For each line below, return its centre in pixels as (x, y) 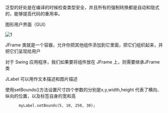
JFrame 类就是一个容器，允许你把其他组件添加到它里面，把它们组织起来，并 (84, 45)
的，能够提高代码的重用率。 (34, 14)
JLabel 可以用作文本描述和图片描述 (41, 79)
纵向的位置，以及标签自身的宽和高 (40, 96)
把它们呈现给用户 (23, 51)
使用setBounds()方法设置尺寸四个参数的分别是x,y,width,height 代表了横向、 (83, 90)
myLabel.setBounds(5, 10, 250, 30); (57, 105)
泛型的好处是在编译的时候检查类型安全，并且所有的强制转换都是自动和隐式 (82, 7)
